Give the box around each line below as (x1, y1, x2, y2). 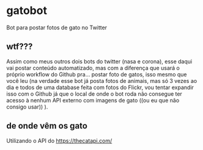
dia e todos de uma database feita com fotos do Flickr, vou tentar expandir (6, 84, 194, 91)
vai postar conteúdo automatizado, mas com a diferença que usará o (6, 64, 180, 71)
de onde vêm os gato (6, 121, 87, 131)
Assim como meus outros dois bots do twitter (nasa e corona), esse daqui (6, 57, 193, 65)
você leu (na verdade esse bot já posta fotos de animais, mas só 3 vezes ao (6, 77, 197, 84)
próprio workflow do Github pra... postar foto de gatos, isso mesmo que (6, 71, 187, 78)
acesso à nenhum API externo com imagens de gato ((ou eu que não (6, 96, 180, 104)
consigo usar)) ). (6, 103, 48, 110)
